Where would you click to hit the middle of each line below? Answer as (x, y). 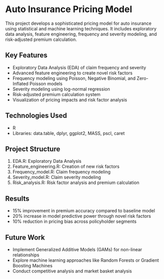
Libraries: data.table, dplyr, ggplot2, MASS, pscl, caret (68, 133)
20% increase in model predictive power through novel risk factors (82, 216)
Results (17, 198)
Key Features (26, 55)
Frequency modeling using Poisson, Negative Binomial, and (74, 78)
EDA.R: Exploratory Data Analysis (47, 161)
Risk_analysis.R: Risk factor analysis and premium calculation (76, 182)
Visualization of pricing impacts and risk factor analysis (70, 100)
